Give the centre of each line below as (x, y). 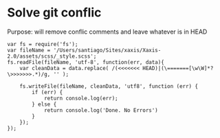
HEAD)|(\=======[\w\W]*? (178, 68)
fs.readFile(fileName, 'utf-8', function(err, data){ (86, 62)
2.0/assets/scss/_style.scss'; (52, 56)
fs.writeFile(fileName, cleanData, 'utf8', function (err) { (109, 86)
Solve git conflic (54, 13)
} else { (44, 104)
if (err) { (47, 92)
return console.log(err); (81, 98)
